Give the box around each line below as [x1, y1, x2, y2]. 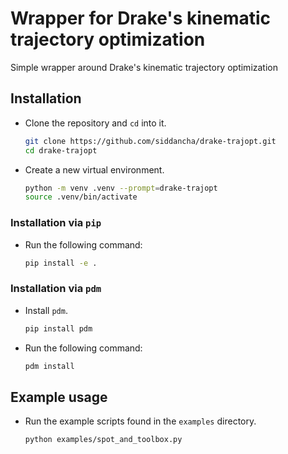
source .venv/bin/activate [24, 192, 138, 202]
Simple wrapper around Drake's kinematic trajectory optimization [10, 61, 278, 73]
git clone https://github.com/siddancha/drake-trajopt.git [24, 136, 277, 146]
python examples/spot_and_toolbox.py [24, 435, 183, 445]
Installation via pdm [10, 282, 102, 296]
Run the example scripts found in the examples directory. [24, 415, 257, 427]
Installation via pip [10, 216, 102, 230]
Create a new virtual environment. [24, 163, 165, 176]
